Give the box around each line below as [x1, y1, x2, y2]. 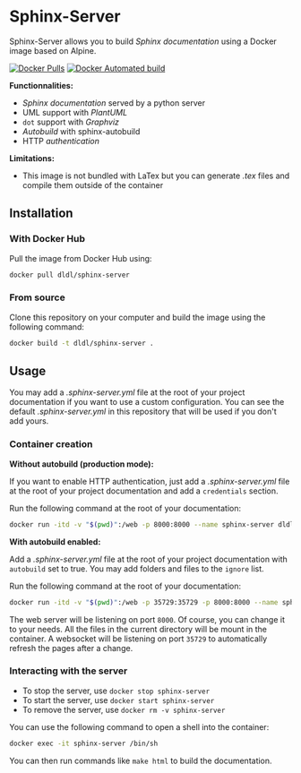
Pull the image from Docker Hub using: [9, 253, 152, 263]
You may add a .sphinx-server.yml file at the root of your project [9, 387, 245, 398]
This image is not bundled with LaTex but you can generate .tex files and [21, 170, 290, 181]
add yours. [9, 416, 49, 426]
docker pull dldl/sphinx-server [9, 271, 130, 279]
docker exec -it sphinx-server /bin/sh [9, 739, 159, 748]
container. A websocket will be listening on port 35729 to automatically [9, 633, 268, 644]
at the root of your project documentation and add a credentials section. [9, 485, 279, 496]
